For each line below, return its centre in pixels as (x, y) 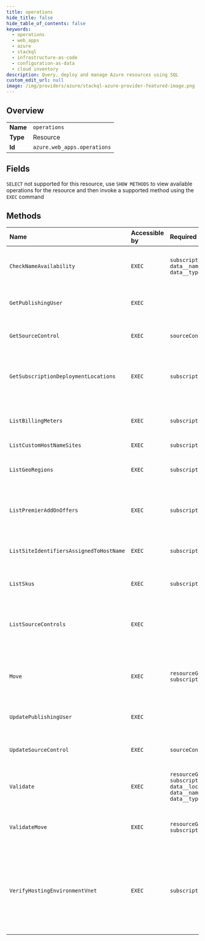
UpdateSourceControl (39, 750)
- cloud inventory (35, 69)
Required (183, 237)
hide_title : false (30, 18)
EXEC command (25, 197)
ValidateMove (28, 827)
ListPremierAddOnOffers (44, 511)
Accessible (147, 233)
